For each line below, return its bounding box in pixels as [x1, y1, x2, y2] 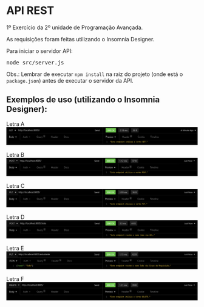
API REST [6, 4, 55, 18]
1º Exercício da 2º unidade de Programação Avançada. [6, 24, 143, 31]
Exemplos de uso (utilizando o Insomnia [6, 95, 160, 105]
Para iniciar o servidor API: [6, 47, 73, 55]
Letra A [6, 120, 25, 128]
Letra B [6, 151, 24, 159]
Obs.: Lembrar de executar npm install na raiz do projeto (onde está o [6, 71, 183, 78]
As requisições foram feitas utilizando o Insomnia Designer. [6, 35, 155, 43]
